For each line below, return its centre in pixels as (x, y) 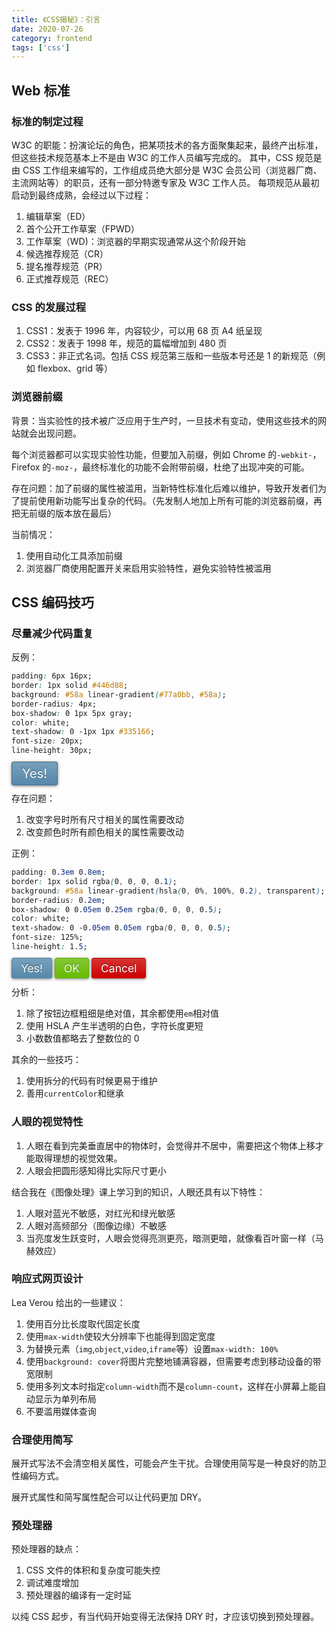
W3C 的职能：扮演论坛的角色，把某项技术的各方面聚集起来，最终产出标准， (167, 145)
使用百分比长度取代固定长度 (83, 1323)
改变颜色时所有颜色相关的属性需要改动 (104, 832)
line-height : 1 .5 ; (49, 947)
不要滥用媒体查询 (61, 1411)
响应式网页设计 (47, 1279)
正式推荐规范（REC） (69, 278)
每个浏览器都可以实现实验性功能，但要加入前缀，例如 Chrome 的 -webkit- (162, 454)
